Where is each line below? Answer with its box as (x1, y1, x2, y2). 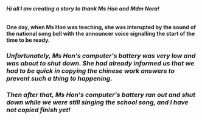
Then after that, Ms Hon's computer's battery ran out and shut (6, 91, 196, 99)
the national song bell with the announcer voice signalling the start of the (6, 30, 195, 38)
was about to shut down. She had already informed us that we (6, 59, 195, 68)
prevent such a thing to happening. (6, 75, 113, 83)
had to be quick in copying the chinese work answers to (6, 67, 175, 75)
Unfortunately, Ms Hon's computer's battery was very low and (6, 52, 196, 60)
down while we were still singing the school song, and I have (6, 98, 189, 107)
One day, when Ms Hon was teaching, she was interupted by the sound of (6, 24, 197, 31)
